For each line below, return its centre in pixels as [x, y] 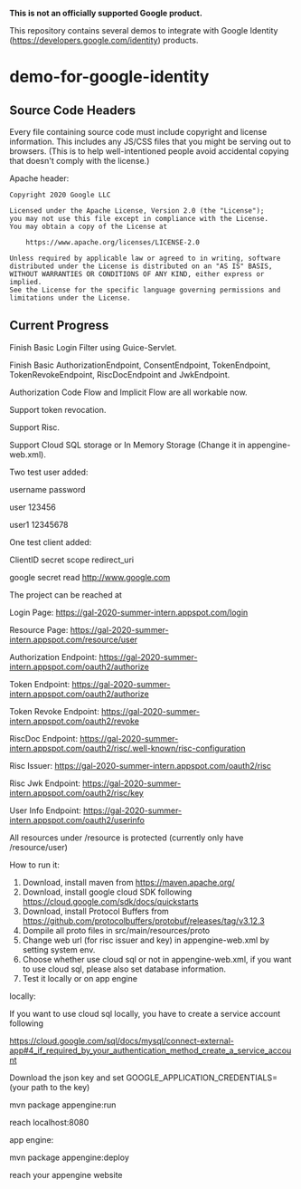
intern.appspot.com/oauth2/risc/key [77, 792]
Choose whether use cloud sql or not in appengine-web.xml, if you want [157, 959]
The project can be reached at [66, 594]
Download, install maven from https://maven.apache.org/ [128, 882]
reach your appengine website [66, 1175]
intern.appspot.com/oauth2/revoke [75, 721]
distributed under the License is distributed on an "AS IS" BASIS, [141, 266]
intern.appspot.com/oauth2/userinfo [77, 820]
